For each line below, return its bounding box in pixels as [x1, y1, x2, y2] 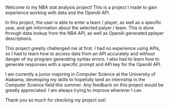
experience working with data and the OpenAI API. [5, 10, 110, 16]
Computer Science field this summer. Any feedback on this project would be [5, 82, 164, 88]
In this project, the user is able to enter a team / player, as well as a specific [5, 20, 161, 25]
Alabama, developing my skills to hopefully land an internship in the [5, 77, 145, 82]
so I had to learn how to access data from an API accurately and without [5, 50, 155, 57]
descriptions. [5, 35, 33, 41]
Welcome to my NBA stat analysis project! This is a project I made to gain [5, 5, 157, 10]
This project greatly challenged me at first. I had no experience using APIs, [5, 45, 160, 51]
